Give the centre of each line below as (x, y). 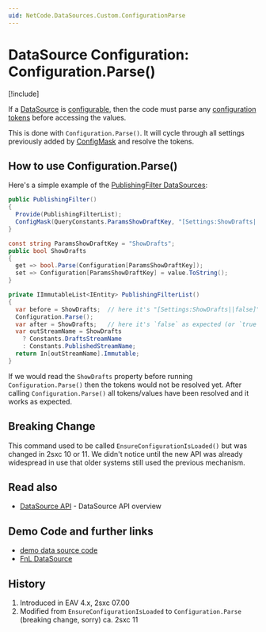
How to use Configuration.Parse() (93, 166)
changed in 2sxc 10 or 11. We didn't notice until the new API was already (125, 454)
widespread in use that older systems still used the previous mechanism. (127, 462)
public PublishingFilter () (53, 200)
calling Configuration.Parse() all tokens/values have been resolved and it (129, 393)
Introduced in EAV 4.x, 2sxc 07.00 (75, 603)
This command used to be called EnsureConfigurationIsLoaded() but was (128, 446)
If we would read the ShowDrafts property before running (101, 376)
